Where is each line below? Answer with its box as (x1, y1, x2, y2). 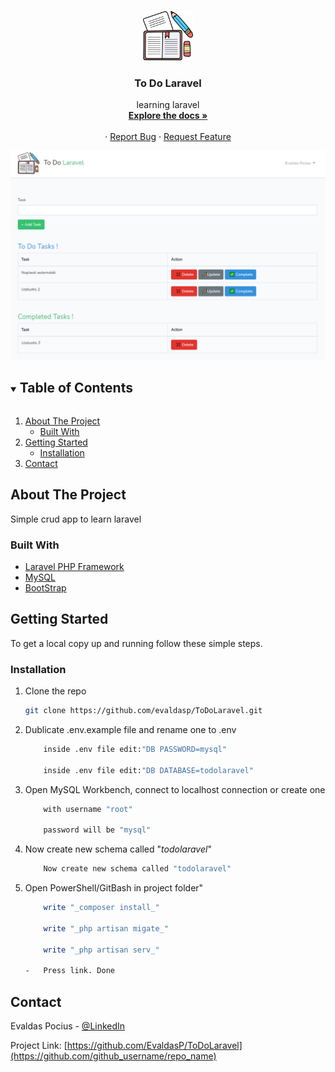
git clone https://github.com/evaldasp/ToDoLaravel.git (24, 706, 263, 716)
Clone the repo (24, 685, 87, 697)
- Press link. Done (24, 966, 115, 976)
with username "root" (43, 804, 133, 814)
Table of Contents (19, 380, 133, 397)
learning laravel (136, 99, 200, 111)
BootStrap (24, 581, 67, 594)
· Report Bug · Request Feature (104, 131, 232, 143)
